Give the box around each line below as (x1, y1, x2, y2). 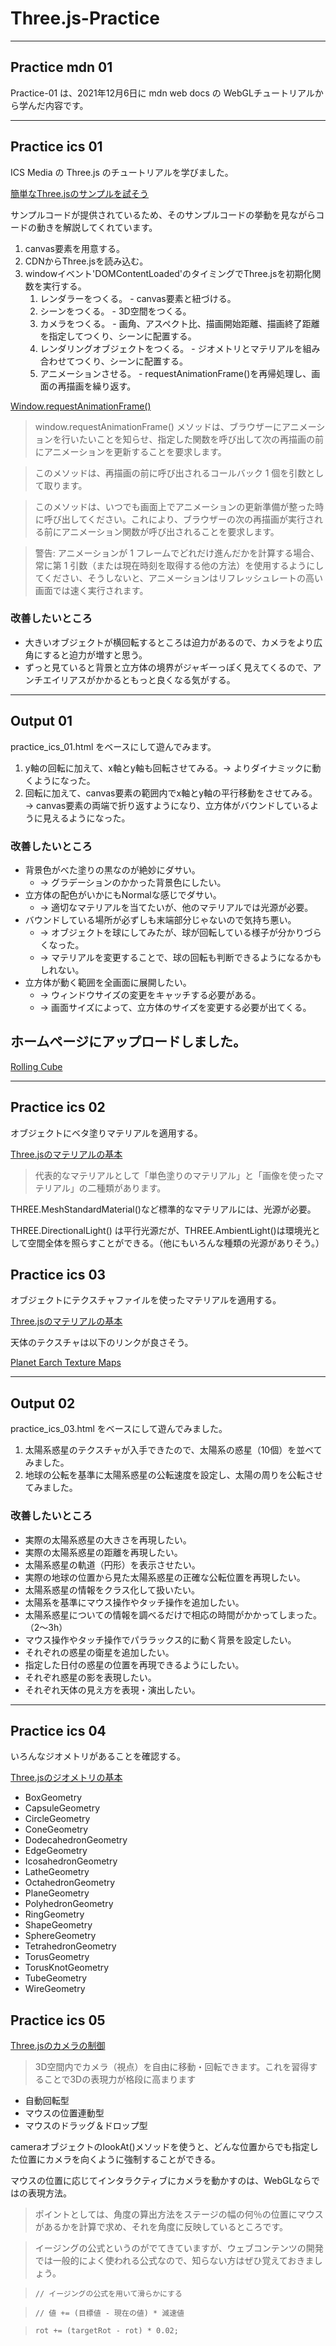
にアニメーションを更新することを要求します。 (34, 445, 227, 457)
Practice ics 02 (10, 1099, 106, 1116)
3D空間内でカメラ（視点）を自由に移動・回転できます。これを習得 (34, 2061, 310, 2073)
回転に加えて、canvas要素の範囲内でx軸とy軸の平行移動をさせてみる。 (24, 787, 318, 799)
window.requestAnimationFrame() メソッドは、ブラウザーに (34, 420, 282, 432)
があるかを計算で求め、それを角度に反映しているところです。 (34, 2221, 288, 2233)
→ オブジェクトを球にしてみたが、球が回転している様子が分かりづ (39, 926, 313, 938)
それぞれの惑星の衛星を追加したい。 (24, 1646, 175, 1658)
